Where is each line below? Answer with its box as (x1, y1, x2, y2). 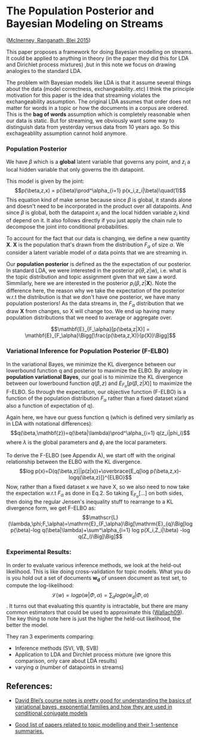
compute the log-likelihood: (6, 582, 74, 589)
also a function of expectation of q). (6, 402, 94, 409)
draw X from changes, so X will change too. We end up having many (6, 308, 175, 315)
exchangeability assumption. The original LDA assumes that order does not (6, 97, 191, 105)
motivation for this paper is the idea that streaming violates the (6, 91, 160, 99)
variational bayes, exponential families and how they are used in (14, 704, 173, 711)
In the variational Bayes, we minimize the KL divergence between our (6, 360, 176, 368)
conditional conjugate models (14, 710, 88, 717)
